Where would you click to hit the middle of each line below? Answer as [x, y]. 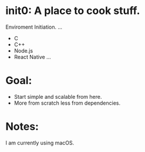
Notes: [22, 127]
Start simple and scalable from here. [58, 96]
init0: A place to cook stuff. [73, 11]
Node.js [23, 50]
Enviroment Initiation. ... [34, 27]
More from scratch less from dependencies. [67, 103]
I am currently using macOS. [40, 143]
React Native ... [32, 57]
